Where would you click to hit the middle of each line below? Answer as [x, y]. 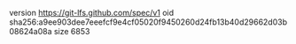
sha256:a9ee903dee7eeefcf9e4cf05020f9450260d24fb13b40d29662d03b [148, 22]
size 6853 [72, 31]
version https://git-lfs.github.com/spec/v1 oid [92, 13]
